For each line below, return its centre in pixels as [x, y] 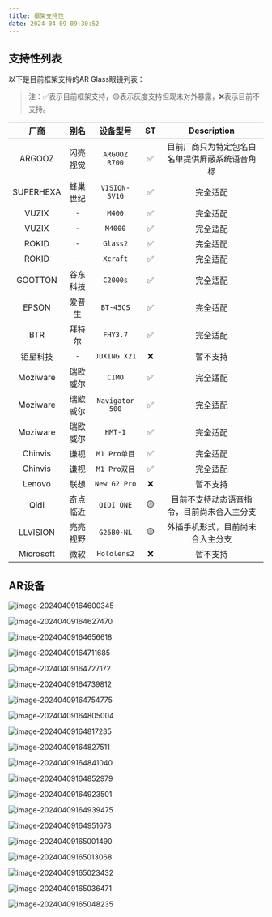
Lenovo [37, 484]
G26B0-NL [115, 533]
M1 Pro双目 [115, 469]
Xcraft [115, 259]
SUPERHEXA [37, 192]
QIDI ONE [115, 505]
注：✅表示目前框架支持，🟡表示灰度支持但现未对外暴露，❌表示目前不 [144, 96]
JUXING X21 [115, 356]
